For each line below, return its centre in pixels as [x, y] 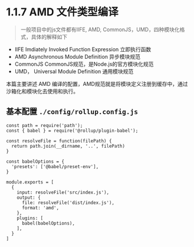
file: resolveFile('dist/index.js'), [68, 203]
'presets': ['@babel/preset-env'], [55, 166]
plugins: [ [30, 218]
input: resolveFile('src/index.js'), [63, 192]
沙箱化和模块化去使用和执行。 [42, 91]
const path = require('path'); [45, 125]
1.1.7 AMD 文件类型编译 [63, 12]
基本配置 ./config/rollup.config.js [72, 111]
